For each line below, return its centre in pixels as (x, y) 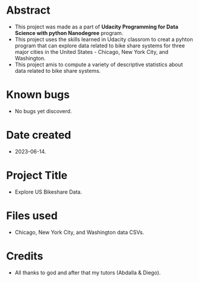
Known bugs (38, 95)
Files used (32, 215)
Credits (25, 256)
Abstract (28, 10)
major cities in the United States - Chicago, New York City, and (91, 52)
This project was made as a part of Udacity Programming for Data (97, 27)
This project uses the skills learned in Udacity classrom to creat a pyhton (104, 39)
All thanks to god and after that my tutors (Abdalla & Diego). (88, 273)
